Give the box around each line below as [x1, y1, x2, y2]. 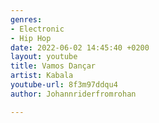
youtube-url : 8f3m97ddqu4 [10, 80, 118, 90]
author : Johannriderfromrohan [10, 89, 137, 99]
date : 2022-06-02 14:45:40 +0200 [10, 42, 150, 53]
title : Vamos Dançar [10, 61, 97, 71]
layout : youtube [10, 52, 78, 62]
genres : [10, 14, 43, 25]
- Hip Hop [10, 33, 52, 43]
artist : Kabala [10, 71, 74, 81]
